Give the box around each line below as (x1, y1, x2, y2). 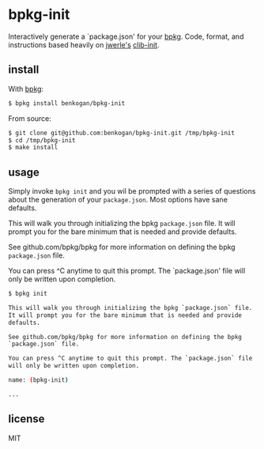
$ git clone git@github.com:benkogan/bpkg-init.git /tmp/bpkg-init (8, 129, 236, 137)
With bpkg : (8, 84, 44, 93)
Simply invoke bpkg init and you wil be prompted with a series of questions (8, 187, 256, 196)
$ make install (8, 144, 58, 152)
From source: (8, 113, 51, 123)
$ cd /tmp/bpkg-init (8, 136, 77, 144)
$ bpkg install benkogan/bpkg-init (8, 99, 126, 108)
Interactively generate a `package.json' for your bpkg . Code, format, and (8, 32, 244, 41)
